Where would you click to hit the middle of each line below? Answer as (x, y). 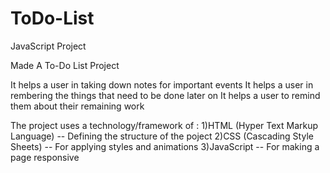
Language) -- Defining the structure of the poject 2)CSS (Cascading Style (162, 136)
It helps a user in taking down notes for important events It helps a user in (162, 84)
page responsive (45, 157)
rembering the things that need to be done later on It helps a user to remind (165, 95)
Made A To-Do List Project (65, 65)
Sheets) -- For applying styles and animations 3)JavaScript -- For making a (165, 146)
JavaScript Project (48, 46)
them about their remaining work (77, 106)
